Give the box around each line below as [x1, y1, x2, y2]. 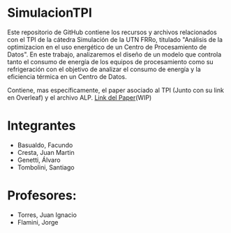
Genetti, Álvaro [17, 156, 61, 164]
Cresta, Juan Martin [17, 148, 75, 156]
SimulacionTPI [7, 5, 93, 21]
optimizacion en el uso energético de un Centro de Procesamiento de [7, 43, 207, 51]
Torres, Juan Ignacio [17, 211, 77, 219]
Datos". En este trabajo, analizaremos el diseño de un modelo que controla [7, 50, 222, 59]
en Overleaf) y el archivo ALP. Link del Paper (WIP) [7, 93, 152, 102]
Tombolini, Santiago [17, 163, 75, 172]
